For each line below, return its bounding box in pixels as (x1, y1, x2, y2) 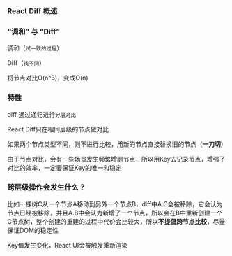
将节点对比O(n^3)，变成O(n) (7, 73, 88, 82)
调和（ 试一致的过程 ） (7, 44, 63, 52)
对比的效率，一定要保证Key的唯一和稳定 (7, 163, 122, 172)
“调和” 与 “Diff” (7, 27, 61, 36)
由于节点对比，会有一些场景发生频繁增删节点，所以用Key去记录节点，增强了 (7, 155, 226, 163)
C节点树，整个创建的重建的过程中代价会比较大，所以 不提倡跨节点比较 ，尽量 (7, 217, 226, 225)
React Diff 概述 (7, 6, 58, 15)
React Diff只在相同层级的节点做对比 (7, 125, 109, 134)
